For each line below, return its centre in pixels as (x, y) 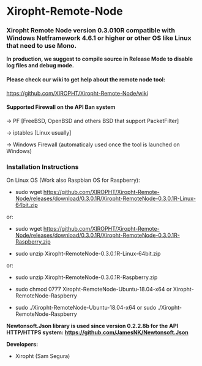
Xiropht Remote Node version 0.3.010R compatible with (91, 31)
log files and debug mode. (40, 65)
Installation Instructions (43, 166)
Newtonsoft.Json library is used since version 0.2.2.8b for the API (92, 326)
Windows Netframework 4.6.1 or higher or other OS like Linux (99, 38)
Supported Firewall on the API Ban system (61, 107)
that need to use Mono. (42, 46)
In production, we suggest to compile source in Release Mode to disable (100, 59)
